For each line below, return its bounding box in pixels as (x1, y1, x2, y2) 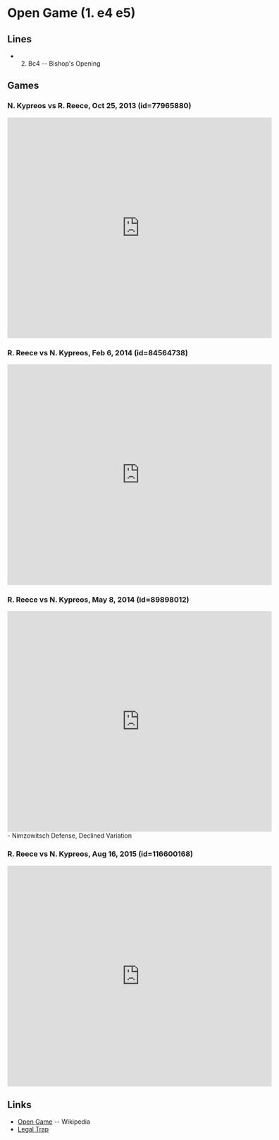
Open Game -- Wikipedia (17, 1117, 90, 1126)
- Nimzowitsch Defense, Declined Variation (7, 831, 132, 840)
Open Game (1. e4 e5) (7, 5, 136, 21)
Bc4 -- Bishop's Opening (27, 59, 101, 68)
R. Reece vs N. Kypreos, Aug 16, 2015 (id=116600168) (7, 849, 194, 859)
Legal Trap (17, 1125, 49, 1134)
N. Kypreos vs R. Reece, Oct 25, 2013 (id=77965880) (7, 101, 192, 111)
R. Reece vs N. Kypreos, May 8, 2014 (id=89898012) (7, 595, 190, 605)
